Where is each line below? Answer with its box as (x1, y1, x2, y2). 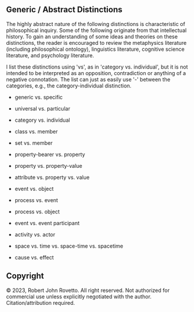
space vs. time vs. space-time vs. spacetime (14, 242, 124, 249)
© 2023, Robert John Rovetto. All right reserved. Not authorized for (6, 287, 170, 294)
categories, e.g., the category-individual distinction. (6, 82, 131, 89)
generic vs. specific (14, 93, 63, 100)
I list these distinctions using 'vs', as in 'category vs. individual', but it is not (6, 63, 188, 70)
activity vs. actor (14, 230, 55, 238)
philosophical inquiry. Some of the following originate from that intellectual (6, 27, 187, 34)
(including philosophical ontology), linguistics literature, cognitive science (6, 45, 185, 53)
